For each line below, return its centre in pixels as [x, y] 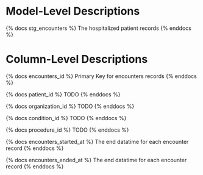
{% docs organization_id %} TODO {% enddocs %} [70, 106]
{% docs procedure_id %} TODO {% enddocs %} [67, 130]
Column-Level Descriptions [77, 59]
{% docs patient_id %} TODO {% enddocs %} [63, 94]
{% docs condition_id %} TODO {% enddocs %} [66, 118]
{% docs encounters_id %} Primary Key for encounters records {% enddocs [101, 76]
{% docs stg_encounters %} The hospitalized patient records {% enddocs [98, 28]
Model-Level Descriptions [73, 11]
